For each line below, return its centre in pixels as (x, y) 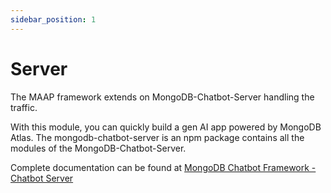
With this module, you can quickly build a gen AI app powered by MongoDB (166, 127)
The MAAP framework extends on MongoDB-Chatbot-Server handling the (162, 97)
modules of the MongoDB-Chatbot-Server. (98, 148)
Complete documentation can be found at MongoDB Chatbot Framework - (163, 167)
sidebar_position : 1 (53, 19)
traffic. (24, 107)
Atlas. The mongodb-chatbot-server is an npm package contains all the (157, 137)
